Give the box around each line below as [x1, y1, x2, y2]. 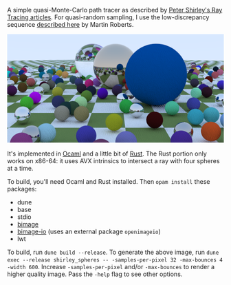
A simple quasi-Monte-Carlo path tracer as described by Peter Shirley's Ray [7, 6, 223, 14]
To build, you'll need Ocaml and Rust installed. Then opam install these [7, 178, 211, 185]
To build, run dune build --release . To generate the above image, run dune [7, 248, 219, 256]
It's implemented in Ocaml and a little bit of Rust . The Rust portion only [7, 149, 208, 158]
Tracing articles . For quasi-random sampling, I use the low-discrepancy [7, 13, 210, 21]
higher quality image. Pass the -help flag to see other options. [7, 270, 183, 278]
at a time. [7, 165, 34, 172]
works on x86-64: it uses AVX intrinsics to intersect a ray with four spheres [7, 157, 220, 165]
